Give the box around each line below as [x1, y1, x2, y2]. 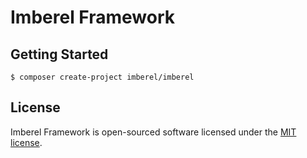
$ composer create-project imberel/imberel [10, 72, 195, 82]
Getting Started [10, 46, 109, 63]
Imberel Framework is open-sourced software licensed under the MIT [10, 126, 297, 138]
